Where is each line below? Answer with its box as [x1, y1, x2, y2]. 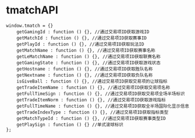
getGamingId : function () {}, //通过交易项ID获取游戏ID [16, 29, 150, 35]
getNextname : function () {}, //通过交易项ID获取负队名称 [16, 72, 153, 78]
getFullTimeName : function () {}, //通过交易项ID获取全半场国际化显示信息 [16, 103, 189, 109]
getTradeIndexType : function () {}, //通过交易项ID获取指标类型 [16, 109, 169, 115]
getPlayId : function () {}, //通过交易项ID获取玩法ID [16, 41, 144, 47]
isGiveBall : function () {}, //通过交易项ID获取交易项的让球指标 [16, 78, 168, 84]
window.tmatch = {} [6, 23, 54, 29]
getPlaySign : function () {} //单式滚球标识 [16, 122, 123, 128]
